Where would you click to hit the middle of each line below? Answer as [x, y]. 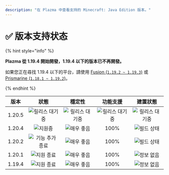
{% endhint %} [21, 88]
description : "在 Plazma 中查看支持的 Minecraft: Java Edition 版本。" [78, 10]
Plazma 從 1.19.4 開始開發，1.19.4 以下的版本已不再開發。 [65, 61]
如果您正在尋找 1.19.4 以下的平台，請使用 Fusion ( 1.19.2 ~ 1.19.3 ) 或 [77, 72]
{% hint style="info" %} [30, 50]
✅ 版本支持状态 [36, 36]
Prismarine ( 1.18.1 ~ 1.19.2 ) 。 [38, 78]
